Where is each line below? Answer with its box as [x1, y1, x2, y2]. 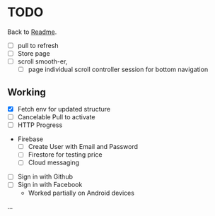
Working [7, 86, 46, 98]
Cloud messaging [28, 158, 80, 167]
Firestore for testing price [28, 150, 103, 159]
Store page [17, 49, 51, 57]
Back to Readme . [7, 28, 57, 36]
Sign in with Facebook [17, 181, 83, 189]
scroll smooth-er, [17, 57, 68, 66]
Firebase [17, 135, 44, 143]
